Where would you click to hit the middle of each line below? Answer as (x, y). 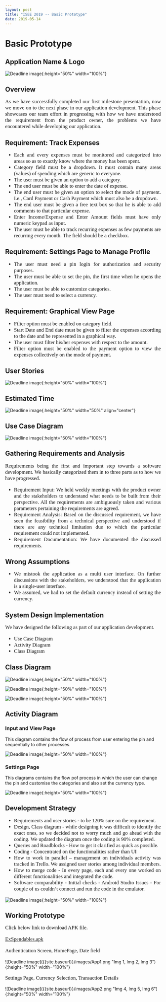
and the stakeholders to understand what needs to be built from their (87, 496)
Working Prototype (35, 915)
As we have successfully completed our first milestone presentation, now (83, 102)
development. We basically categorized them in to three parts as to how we (83, 472)
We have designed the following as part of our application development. (80, 627)
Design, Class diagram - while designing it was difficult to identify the (87, 826)
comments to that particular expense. (52, 211)
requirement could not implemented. (52, 533)
